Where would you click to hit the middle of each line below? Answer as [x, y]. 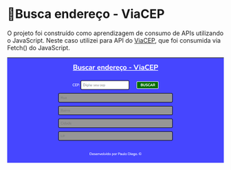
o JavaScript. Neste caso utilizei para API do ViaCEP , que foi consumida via [114, 40]
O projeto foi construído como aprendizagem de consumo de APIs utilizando [115, 33]
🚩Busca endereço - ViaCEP [86, 14]
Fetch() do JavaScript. [38, 47]
